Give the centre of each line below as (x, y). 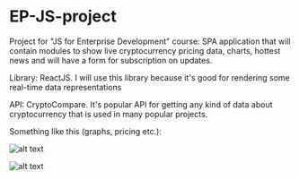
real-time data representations (66, 87)
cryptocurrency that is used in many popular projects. (109, 114)
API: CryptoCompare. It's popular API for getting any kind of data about (141, 104)
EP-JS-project (63, 17)
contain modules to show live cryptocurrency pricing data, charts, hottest (145, 50)
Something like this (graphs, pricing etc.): (85, 131)
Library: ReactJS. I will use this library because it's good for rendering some (149, 77)
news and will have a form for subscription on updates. (111, 60)
